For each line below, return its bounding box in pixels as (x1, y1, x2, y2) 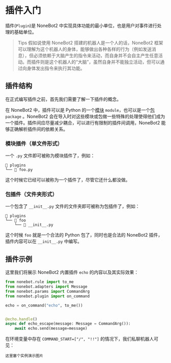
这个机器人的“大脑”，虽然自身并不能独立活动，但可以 (49, 59, 160, 65)
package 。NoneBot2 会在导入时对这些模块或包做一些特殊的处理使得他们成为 (5, 113, 165, 119)
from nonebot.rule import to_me (5, 279, 74, 284)
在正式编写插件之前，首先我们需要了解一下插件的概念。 (5, 96, 121, 102)
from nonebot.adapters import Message (5, 284, 88, 290)
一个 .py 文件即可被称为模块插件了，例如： (5, 152, 95, 159)
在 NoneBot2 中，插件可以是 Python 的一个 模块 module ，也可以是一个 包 (5, 107, 155, 113)
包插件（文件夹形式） (5, 191, 58, 198)
